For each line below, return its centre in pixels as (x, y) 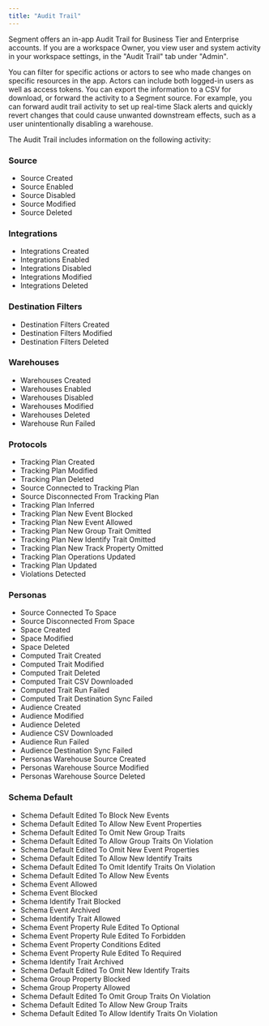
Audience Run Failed (55, 742)
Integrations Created (54, 251)
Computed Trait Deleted (60, 673)
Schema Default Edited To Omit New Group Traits (102, 832)
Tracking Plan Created (58, 462)
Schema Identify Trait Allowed (70, 918)
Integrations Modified (56, 277)
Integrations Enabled (55, 260)
